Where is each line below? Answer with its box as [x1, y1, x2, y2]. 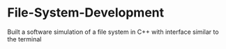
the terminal [7, 35, 42, 43]
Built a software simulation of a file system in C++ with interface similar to [7, 28, 219, 36]
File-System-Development [7, 5, 165, 21]
